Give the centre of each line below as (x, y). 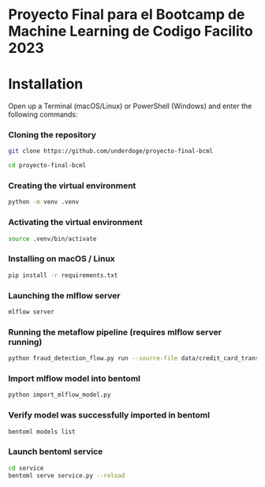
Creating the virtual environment (72, 185)
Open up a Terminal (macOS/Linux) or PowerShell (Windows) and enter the (130, 106)
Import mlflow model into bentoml (74, 378)
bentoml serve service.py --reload (67, 475)
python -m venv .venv (44, 202)
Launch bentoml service (56, 451)
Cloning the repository (52, 135)
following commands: (43, 114)
